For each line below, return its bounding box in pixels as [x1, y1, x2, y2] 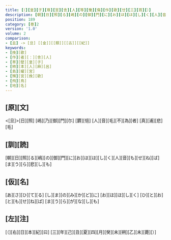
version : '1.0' [5, 26, 38, 32]
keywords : [5, 45, 26, 50]
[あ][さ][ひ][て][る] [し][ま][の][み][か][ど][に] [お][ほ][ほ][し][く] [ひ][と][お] [5, 192, 164, 198]
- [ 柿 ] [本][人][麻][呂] [5, 64, 52, 69]
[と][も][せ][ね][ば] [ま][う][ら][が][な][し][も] [5, 198, 99, 204]
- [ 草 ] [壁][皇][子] [5, 59, 44, 65]
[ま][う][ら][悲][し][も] [5, 161, 52, 167]
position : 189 [5, 17, 36, 22]
